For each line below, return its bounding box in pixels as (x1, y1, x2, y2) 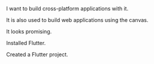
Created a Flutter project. (6, 51, 68, 58)
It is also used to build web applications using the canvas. (6, 17, 149, 23)
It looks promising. (6, 28, 52, 35)
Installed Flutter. (6, 40, 46, 46)
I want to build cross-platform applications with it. (6, 5, 129, 12)
